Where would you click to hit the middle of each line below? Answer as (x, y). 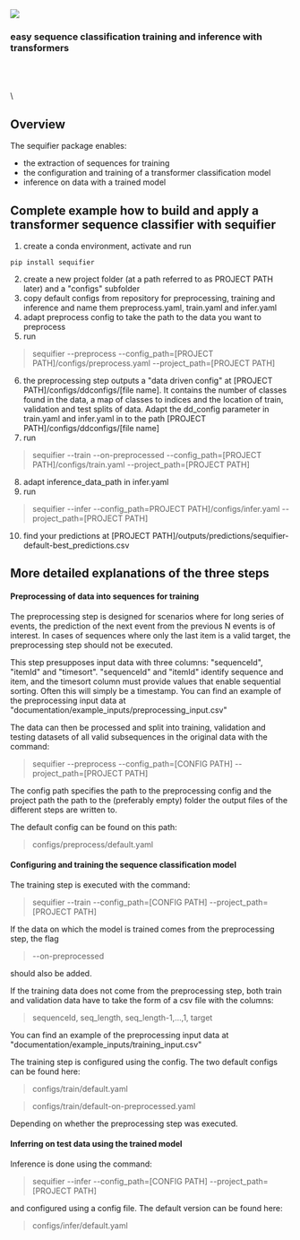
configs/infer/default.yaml (80, 1225)
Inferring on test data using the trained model (96, 1144)
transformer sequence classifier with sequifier (143, 225)
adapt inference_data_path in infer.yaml (96, 481)
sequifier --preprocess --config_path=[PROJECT (123, 353)
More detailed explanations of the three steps (140, 573)
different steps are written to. (64, 810)
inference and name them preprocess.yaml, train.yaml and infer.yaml (150, 308)
